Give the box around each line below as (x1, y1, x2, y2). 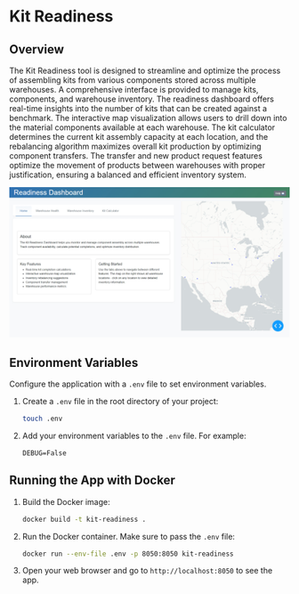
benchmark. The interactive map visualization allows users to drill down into (9, 113, 287, 123)
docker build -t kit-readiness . (21, 515, 147, 524)
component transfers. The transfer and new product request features (9, 151, 263, 161)
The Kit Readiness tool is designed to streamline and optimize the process (9, 65, 281, 76)
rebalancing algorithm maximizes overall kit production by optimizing (9, 141, 262, 151)
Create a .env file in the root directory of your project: (21, 396, 219, 407)
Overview (9, 42, 65, 57)
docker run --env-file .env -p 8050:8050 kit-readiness (21, 549, 234, 558)
